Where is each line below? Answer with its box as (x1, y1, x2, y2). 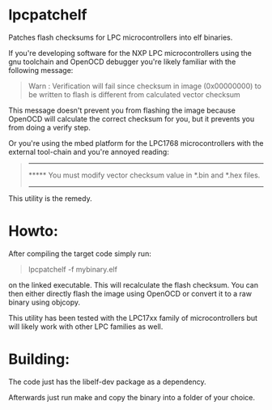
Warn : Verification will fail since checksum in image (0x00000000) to (28, 81, 261, 91)
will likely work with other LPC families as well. (8, 322, 164, 331)
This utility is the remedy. (8, 193, 92, 203)
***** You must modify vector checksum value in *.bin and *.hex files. (28, 170, 261, 180)
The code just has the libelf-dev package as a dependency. (8, 377, 206, 387)
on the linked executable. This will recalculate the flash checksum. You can (8, 280, 259, 289)
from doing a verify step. (8, 122, 91, 132)
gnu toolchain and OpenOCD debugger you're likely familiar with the (8, 57, 236, 66)
